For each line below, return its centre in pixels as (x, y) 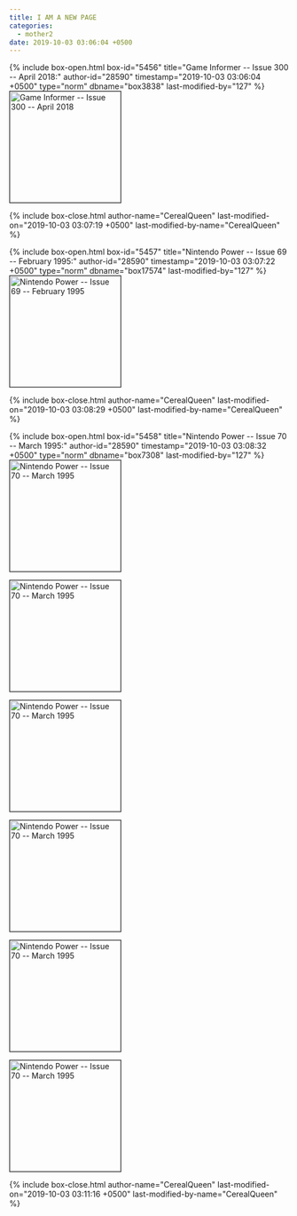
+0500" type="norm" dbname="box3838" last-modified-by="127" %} (137, 86)
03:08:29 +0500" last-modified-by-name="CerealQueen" (177, 410)
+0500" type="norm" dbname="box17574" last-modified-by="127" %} (138, 271)
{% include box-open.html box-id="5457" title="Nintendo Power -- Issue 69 (148, 252)
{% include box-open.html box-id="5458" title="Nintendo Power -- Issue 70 (148, 436)
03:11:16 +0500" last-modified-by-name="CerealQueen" (175, 1194)
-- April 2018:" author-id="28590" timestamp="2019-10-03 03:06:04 (135, 77)
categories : (31, 26)
